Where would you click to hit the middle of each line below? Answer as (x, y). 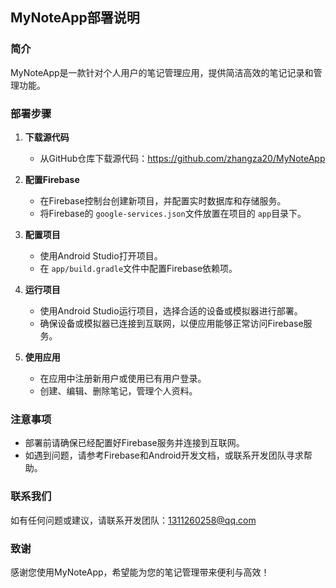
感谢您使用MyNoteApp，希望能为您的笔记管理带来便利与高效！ (140, 572)
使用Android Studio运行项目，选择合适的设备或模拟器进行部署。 (171, 310)
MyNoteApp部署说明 (75, 18)
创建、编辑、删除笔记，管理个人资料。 (118, 390)
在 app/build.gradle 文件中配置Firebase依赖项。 (138, 268)
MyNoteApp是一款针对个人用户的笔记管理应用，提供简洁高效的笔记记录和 (162, 72)
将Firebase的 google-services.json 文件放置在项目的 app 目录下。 (173, 213)
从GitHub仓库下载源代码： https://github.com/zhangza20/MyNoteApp (182, 158)
